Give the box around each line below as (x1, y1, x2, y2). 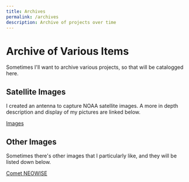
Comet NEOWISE (6, 170, 48, 177)
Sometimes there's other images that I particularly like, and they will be (6, 152, 177, 159)
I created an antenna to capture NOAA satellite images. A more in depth (6, 103, 178, 110)
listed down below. (6, 158, 51, 165)
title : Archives (6, 8, 46, 15)
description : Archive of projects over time (6, 19, 116, 25)
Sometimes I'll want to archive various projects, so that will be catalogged (6, 64, 184, 71)
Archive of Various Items (6, 44, 129, 58)
